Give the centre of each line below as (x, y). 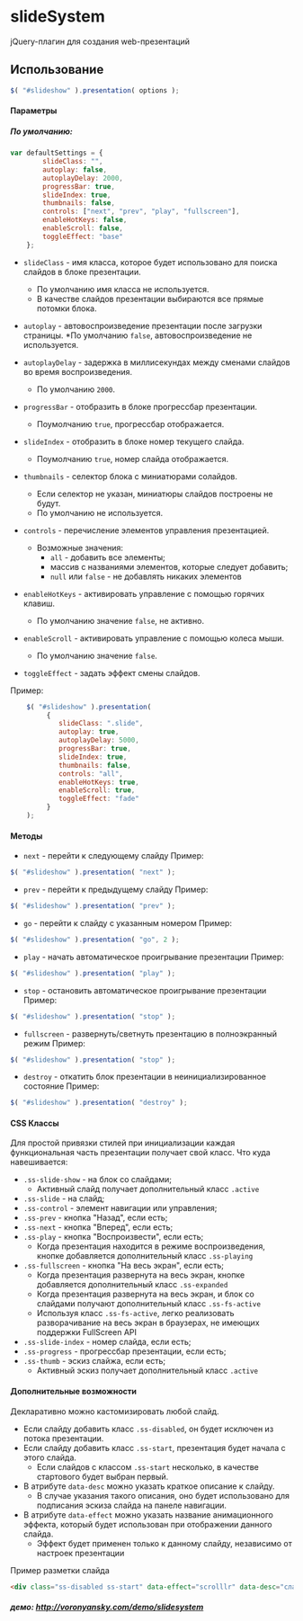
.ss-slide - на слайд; (64, 1198)
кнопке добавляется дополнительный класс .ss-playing (145, 1256)
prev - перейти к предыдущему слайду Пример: (116, 890)
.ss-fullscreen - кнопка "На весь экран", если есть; (123, 1266)
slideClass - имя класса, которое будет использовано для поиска (150, 262)
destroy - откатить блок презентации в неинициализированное (144, 1077)
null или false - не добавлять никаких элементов (146, 576)
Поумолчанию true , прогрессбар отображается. (130, 423)
